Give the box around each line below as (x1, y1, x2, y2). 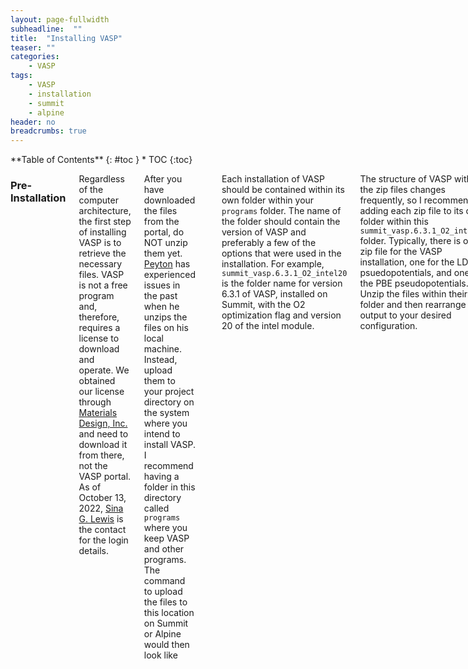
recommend (143, 460, 194, 472)
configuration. (359, 320, 418, 332)
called (143, 502, 170, 515)
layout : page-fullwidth (10, 14, 110, 25)
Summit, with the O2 (221, 299, 306, 311)
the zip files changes (359, 184, 447, 196)
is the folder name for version (221, 277, 343, 290)
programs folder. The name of (221, 205, 342, 217)
